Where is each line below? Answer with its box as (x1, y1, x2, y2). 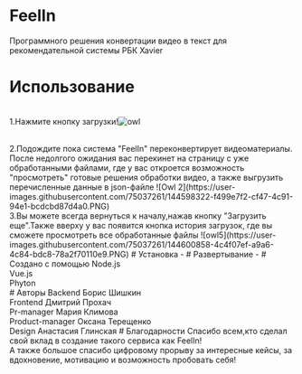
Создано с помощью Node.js (9, 258, 121, 269)
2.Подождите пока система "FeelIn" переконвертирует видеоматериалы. (9, 143, 293, 154)
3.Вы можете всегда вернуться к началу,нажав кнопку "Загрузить (9, 210, 267, 221)
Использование (9, 77, 136, 98)
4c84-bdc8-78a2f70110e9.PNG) (9, 248, 129, 259)
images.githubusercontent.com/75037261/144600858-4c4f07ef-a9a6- (9, 238, 274, 249)
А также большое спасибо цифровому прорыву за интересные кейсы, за (9, 344, 292, 355)
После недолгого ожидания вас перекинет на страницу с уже (9, 153, 250, 164)
